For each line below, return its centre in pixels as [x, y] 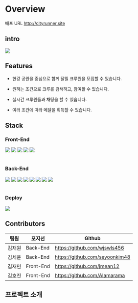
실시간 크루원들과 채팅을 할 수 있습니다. [49, 99]
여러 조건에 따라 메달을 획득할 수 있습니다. [52, 110]
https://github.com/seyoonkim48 [92, 257]
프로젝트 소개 [24, 295]
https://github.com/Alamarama [90, 275]
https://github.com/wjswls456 [89, 248]
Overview [25, 9]
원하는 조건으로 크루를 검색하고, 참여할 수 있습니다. [60, 89]
